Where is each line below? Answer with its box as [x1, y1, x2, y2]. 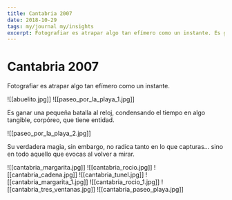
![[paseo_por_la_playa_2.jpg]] [7, 129, 91, 138]
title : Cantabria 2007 [7, 10, 72, 17]
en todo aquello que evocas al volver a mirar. [7, 150, 135, 159]
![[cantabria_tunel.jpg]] [79, 170, 144, 179]
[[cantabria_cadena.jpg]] [7, 170, 78, 179]
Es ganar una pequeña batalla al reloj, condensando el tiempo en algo [7, 108, 206, 117]
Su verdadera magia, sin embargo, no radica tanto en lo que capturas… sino [7, 143, 223, 151]
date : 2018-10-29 [7, 17, 57, 23]
